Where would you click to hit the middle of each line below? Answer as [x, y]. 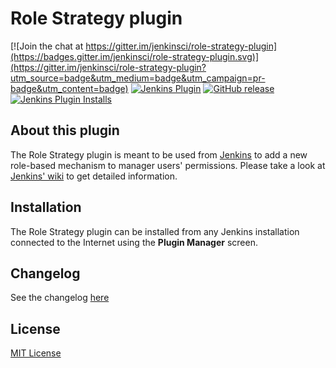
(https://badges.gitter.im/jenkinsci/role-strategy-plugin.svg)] [135, 56]
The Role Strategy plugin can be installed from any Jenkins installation [155, 231]
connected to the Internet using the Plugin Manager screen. [134, 242]
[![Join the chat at [47, 46]
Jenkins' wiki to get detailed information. [94, 176]
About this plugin [65, 130]
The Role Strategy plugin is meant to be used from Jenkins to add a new [159, 154]
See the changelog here [60, 298]
